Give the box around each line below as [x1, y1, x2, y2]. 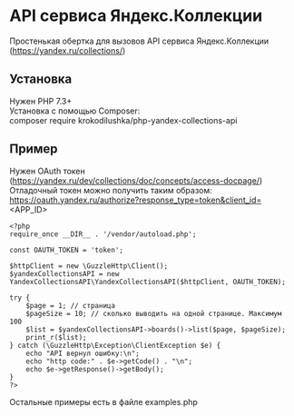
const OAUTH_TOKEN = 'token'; [9, 245, 124, 254]
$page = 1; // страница [25, 301, 116, 310]
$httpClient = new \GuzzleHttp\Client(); [9, 261, 169, 271]
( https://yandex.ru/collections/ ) [9, 45, 126, 55]
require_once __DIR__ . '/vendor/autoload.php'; [9, 229, 197, 239]
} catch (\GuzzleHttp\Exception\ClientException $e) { [9, 341, 221, 350]
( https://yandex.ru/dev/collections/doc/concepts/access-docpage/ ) [9, 174, 263, 186]
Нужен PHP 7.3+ [9, 95, 73, 106]
